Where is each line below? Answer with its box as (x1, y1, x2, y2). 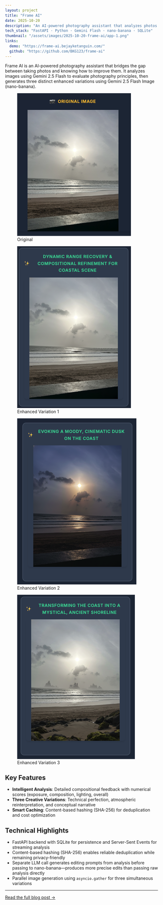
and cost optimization (12, 812, 56, 818)
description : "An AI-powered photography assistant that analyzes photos (5, 23, 158, 28)
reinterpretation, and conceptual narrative (12, 802, 96, 808)
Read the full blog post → (5, 894, 56, 901)
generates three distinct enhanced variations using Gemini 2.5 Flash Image (5, 78, 155, 84)
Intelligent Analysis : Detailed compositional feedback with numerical (12, 786, 151, 792)
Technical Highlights (5, 826, 69, 835)
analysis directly (12, 870, 45, 876)
